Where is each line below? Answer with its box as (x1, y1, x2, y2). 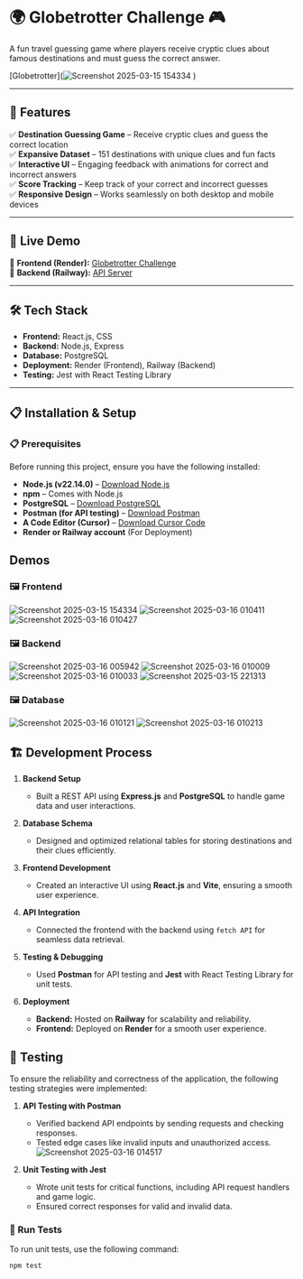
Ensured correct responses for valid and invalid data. (35, 1200, 233, 1211)
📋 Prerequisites (9, 437, 81, 450)
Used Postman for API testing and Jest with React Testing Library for (35, 969, 294, 980)
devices (9, 199, 39, 209)
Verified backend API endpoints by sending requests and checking (35, 1117, 284, 1128)
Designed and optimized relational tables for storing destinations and (35, 836, 292, 847)
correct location (9, 139, 69, 150)
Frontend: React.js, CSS (22, 331, 113, 342)
